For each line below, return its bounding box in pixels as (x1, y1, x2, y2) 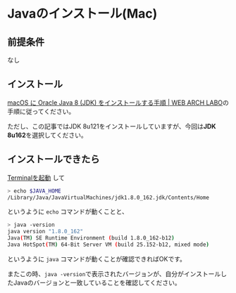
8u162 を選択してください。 (7, 131, 87, 139)
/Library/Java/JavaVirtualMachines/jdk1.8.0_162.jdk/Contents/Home (7, 194, 210, 201)
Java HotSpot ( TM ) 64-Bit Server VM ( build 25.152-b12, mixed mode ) (7, 241, 210, 248)
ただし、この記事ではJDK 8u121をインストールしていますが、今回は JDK (7, 122, 216, 130)
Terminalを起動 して (7, 173, 66, 182)
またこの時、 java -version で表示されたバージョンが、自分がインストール (7, 269, 221, 278)
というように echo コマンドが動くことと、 (7, 207, 128, 216)
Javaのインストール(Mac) (7, 6, 158, 22)
